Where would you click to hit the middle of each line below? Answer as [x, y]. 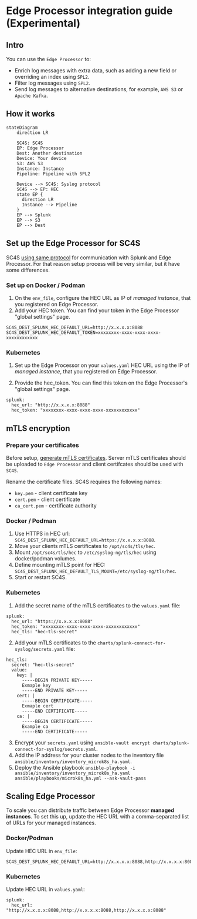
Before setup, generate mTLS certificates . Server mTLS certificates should [96, 457]
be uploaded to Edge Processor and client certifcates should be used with [95, 464]
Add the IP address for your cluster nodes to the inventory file [89, 755]
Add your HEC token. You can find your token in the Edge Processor [97, 310]
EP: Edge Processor [40, 148]
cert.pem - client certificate [47, 499]
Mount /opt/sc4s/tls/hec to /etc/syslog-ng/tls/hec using [85, 552]
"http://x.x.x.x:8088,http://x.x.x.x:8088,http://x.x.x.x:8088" [86, 910]
